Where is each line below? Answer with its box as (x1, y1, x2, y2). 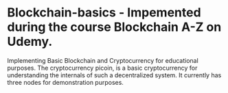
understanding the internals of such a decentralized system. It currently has (7, 70, 222, 79)
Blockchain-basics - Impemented (7, 5, 201, 21)
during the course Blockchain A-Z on (7, 19, 222, 35)
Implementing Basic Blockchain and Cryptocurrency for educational (7, 56, 199, 64)
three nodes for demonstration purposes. (7, 78, 124, 86)
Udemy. (7, 34, 53, 49)
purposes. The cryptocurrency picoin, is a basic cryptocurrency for (7, 64, 198, 72)
